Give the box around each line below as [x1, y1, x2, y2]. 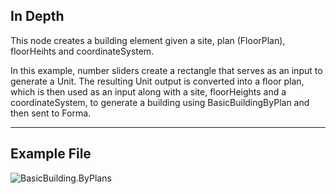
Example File [10, 145, 92, 163]
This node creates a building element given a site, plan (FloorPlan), [10, 34, 286, 46]
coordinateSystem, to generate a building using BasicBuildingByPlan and [10, 96, 310, 108]
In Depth [10, 8, 65, 25]
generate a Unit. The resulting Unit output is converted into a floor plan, [10, 75, 305, 87]
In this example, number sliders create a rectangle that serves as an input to [10, 64, 323, 76]
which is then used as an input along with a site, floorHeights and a [10, 85, 287, 98]
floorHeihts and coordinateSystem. [10, 45, 155, 57]
